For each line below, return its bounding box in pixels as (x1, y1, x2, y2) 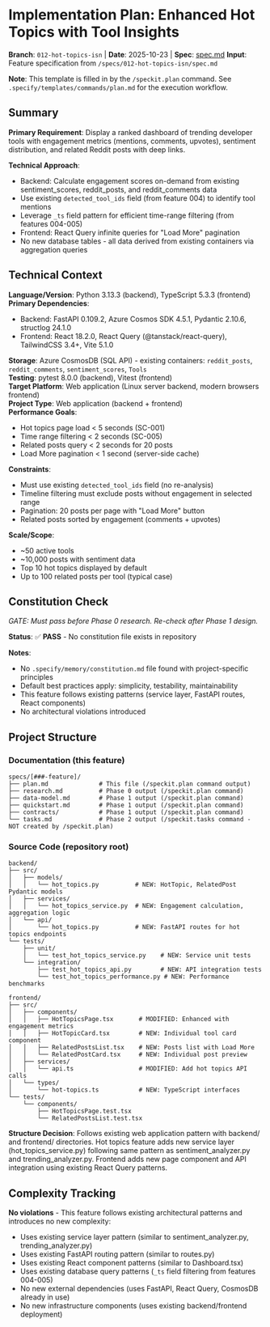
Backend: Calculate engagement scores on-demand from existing (19, 176, 240, 185)
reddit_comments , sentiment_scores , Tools (8, 364, 147, 374)
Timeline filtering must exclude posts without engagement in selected (19, 488, 252, 498)
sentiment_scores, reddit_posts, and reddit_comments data (19, 184, 217, 194)
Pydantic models (8, 888, 63, 896)
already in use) (19, 1292, 70, 1302)
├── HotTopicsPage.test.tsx (37, 1107, 132, 1116)
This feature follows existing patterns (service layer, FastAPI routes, (19, 689, 245, 699)
